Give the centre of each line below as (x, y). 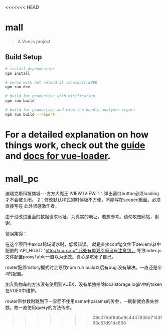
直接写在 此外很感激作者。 (32, 206)
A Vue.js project (34, 41)
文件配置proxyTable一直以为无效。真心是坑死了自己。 (61, 257)
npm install (18, 73)
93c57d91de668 (109, 322)
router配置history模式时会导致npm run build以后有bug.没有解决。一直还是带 (83, 267)
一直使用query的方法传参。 (46, 307)
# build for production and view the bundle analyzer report (70, 110)
